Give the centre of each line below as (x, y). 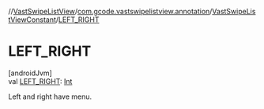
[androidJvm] (30, 73)
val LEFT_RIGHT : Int (40, 81)
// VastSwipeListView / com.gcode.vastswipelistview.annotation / (110, 11)
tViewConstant (32, 20)
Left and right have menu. (50, 96)
